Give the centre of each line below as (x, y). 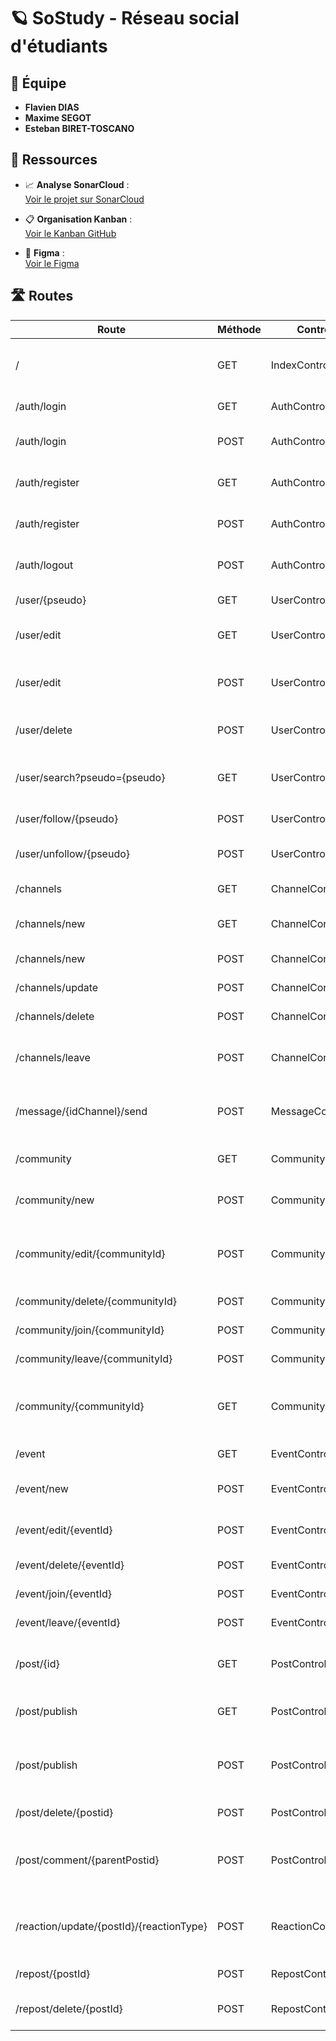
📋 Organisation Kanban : (78, 219)
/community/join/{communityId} (90, 1330)
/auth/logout (44, 565)
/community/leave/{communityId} (94, 1358)
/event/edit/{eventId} (64, 1530)
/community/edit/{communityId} (90, 1253)
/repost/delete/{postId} (69, 2008)
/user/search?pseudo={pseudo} (90, 777)
